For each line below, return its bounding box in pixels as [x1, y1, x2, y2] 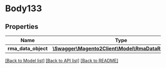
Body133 [5, 3, 42, 14]
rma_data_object [7, 45, 48, 52]
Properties [5, 23, 39, 31]
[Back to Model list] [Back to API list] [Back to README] [5, 58, 119, 64]
